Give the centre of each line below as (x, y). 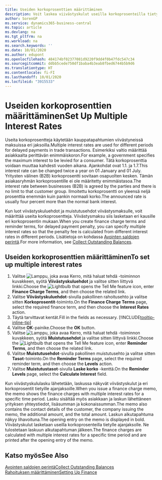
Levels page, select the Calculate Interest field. (60, 374)
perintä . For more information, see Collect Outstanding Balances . (69, 242)
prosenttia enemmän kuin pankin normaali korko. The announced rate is (76, 196)
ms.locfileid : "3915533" (30, 81)
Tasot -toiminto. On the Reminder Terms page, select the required (77, 359)
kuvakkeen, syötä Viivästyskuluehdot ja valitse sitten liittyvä (73, 281)
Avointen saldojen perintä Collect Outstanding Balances (60, 467)
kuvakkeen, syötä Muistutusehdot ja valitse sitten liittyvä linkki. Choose (83, 338)
